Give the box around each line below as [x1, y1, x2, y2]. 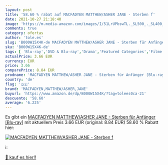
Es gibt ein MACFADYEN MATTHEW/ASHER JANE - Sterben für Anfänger [5, 114, 156, 120]
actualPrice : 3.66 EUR [5, 53, 52, 59]
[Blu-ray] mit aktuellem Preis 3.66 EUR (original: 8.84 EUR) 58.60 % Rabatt [5, 119, 158, 125]
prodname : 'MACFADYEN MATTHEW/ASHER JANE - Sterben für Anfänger [5, 72, 144, 77]
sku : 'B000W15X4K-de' [5, 44, 50, 49]
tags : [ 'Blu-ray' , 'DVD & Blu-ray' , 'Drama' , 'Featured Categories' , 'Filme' [5, 49, 164, 54]
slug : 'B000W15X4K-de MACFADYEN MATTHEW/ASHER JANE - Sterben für [5, 40, 146, 45]
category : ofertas [5, 30, 43, 35]
